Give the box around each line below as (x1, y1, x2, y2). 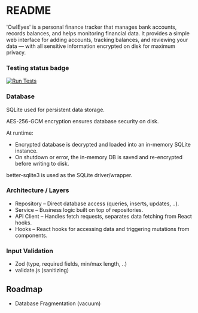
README (6, 4, 51, 17)
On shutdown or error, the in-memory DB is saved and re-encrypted (14, 153, 183, 160)
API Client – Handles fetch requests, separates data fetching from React (14, 212, 193, 220)
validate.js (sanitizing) (14, 267, 69, 274)
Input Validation (6, 247, 54, 255)
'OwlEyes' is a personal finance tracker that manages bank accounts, (6, 23, 177, 31)
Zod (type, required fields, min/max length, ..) (14, 260, 127, 268)
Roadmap (6, 284, 43, 294)
